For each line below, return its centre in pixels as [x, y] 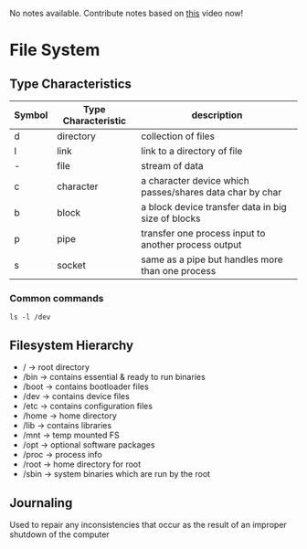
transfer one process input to [203, 233]
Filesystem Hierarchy [72, 345]
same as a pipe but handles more [212, 259]
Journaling [41, 503]
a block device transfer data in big [214, 207]
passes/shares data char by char [211, 192]
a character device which [195, 180]
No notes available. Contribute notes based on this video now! [127, 13]
